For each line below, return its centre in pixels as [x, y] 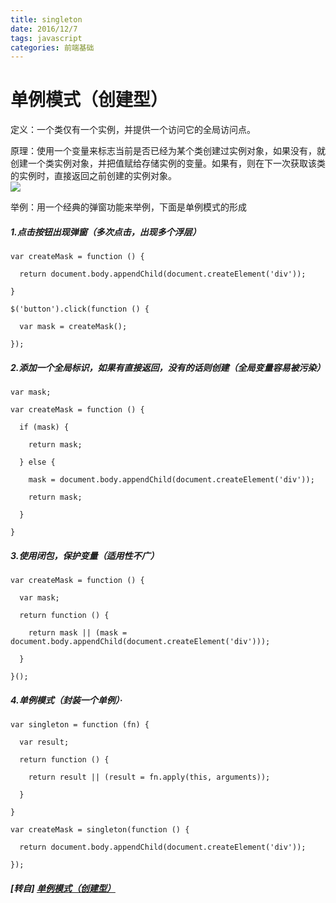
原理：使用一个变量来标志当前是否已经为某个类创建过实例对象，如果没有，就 [168, 151]
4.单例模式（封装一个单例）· [66, 700]
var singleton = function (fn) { [80, 725]
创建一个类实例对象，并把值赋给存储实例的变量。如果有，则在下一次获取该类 [168, 163]
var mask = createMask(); [73, 327]
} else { [37, 462]
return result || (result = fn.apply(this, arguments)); [149, 777]
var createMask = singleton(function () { [100, 830]
